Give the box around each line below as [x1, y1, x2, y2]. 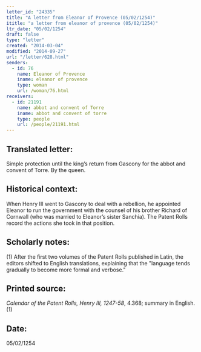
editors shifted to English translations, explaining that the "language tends [6, 259, 191, 267]
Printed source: [6, 283, 66, 294]
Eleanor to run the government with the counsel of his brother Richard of [6, 207, 188, 214]
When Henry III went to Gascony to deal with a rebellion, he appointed [6, 200, 181, 207]
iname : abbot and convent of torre [17, 110, 107, 116]
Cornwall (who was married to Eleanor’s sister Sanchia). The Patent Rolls [6, 213, 188, 220]
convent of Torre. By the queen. [6, 166, 86, 173]
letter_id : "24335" [6, 8, 56, 15]
